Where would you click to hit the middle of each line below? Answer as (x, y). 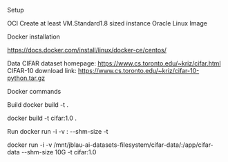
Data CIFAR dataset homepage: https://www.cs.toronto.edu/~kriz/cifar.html (114, 63)
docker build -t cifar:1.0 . (42, 118)
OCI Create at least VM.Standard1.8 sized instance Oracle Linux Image (107, 23)
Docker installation (34, 37)
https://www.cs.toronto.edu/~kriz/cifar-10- (139, 71)
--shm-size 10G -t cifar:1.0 (59, 152)
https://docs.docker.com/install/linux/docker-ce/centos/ (87, 50)
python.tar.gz (26, 78)
